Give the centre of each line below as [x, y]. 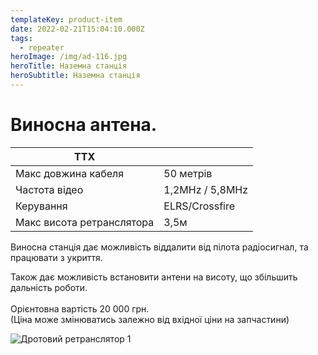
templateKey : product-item [66, 19]
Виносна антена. [84, 125]
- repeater [42, 47]
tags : [21, 38]
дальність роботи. [49, 287]
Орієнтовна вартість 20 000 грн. [80, 308]
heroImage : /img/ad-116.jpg [69, 57]
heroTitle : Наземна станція [69, 66]
